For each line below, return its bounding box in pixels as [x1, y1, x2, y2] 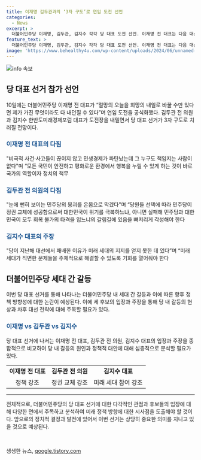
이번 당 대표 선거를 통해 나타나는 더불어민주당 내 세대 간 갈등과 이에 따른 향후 [6, 291, 185, 298]
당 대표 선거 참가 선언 [6, 84, 79, 95]
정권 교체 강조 [51, 378, 88, 386]
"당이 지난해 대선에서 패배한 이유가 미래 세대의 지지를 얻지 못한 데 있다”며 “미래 [6, 247, 190, 255]
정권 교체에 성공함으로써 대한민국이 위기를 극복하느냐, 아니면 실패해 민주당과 [6, 208, 184, 216]
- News [11, 20, 28, 26]
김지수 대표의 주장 [6, 232, 55, 241]
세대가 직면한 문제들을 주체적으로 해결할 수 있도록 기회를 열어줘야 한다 [6, 255, 169, 262]
